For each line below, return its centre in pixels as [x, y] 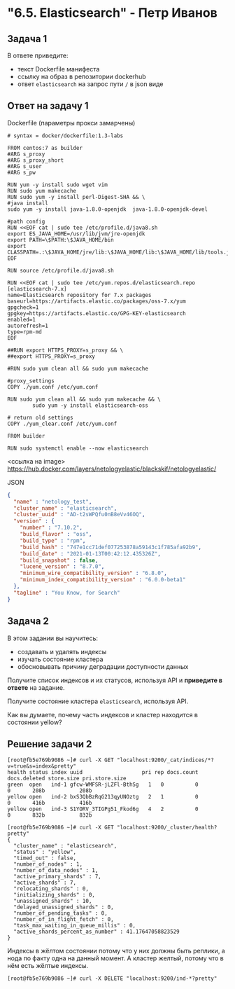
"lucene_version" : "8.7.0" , [62, 567]
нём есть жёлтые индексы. [48, 966]
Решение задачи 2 [50, 744]
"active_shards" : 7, [45, 883]
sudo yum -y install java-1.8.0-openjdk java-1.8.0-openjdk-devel [108, 209]
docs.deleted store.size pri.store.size [67, 779]
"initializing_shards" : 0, [55, 895]
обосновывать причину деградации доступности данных [103, 666]
